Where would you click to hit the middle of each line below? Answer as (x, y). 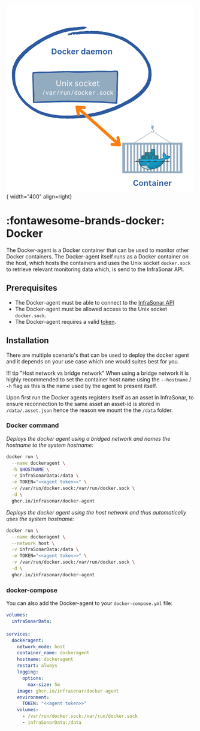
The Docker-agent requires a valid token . (66, 321)
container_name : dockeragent (53, 653)
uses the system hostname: (40, 519)
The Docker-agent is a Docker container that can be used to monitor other (98, 250)
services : (19, 634)
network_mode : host (41, 646)
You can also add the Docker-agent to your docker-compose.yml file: (89, 603)
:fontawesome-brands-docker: (85, 221)
